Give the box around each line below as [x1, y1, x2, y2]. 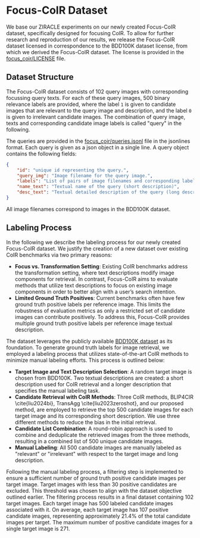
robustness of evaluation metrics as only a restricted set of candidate [14, 307, 186, 314]
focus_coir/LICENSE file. [6, 55, 66, 62]
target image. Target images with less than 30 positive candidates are [6, 480, 177, 488]
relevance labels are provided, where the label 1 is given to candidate [6, 101, 176, 108]
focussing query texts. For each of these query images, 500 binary [6, 94, 170, 101]
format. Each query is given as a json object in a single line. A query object [6, 143, 189, 151]
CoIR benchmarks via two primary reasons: [6, 251, 112, 258]
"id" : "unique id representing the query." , [17, 167, 129, 173]
